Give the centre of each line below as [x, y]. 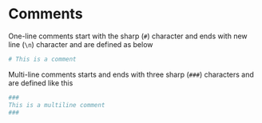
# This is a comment [43, 59]
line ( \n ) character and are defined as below [81, 44]
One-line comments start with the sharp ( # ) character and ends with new [128, 36]
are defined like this [41, 83]
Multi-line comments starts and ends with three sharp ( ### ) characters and [131, 74]
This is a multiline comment [57, 105]
